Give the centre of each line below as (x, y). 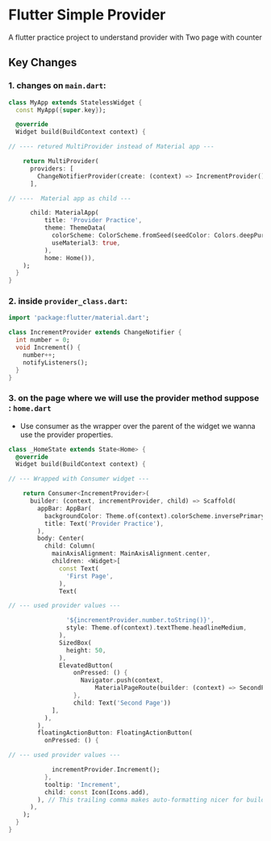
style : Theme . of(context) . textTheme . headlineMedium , (156, 628)
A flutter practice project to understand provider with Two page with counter (135, 37)
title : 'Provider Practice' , (93, 221)
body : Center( (61, 539)
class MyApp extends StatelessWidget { (75, 103)
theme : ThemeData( (75, 228)
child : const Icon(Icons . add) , (97, 792)
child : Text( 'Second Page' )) (122, 703)
